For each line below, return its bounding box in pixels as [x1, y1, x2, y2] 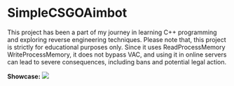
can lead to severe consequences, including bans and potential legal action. [7, 57, 226, 66]
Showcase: [7, 72, 41, 80]
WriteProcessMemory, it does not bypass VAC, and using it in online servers [7, 50, 227, 59]
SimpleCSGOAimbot [7, 5, 128, 21]
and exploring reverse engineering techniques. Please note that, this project [7, 35, 226, 43]
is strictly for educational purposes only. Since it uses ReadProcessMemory [7, 43, 226, 51]
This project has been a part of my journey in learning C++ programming [7, 28, 217, 36]
